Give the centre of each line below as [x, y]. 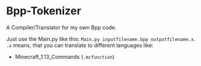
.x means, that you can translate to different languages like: [80, 45]
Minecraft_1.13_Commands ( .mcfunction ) [65, 56]
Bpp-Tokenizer [44, 11]
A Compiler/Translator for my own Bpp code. [61, 27]
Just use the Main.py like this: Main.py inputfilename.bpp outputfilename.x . [101, 39]
